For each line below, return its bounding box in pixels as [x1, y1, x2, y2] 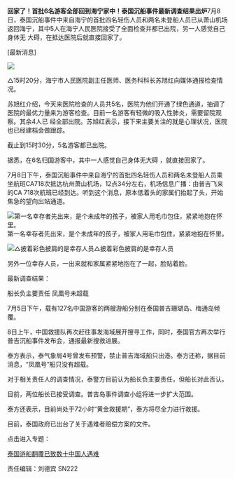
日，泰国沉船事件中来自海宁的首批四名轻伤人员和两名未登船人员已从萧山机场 [7, 15, 228, 24]
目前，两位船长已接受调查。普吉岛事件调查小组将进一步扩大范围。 [7, 390, 197, 398]
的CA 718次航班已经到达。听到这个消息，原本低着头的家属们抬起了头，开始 [7, 189, 224, 196]
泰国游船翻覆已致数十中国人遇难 [7, 450, 99, 458]
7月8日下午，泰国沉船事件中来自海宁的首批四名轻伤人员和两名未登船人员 [7, 171, 217, 179]
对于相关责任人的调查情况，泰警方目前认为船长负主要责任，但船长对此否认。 [7, 375, 228, 383]
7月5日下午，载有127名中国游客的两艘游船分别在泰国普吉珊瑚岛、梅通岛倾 [7, 304, 220, 312]
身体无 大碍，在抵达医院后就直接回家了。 [7, 33, 126, 41]
